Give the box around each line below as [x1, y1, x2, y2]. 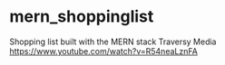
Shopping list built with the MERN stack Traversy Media [9, 36, 217, 47]
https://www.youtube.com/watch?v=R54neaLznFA [9, 45, 198, 56]
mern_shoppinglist [9, 6, 154, 27]
